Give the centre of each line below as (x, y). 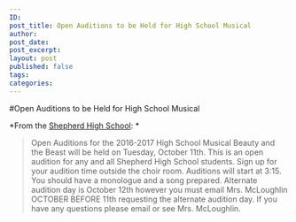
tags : (19, 75)
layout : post (33, 58)
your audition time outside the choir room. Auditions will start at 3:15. (156, 171)
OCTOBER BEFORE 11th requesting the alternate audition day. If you (154, 199)
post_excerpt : (35, 50)
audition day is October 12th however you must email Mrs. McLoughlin (159, 189)
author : (23, 34)
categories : (31, 83)
